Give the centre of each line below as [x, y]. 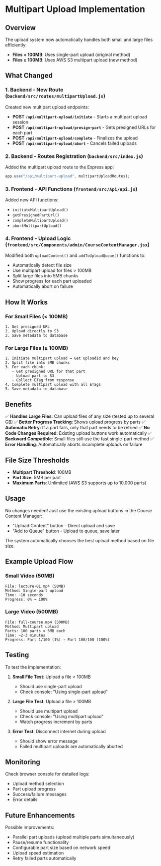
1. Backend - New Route [34, 90]
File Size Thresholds [37, 460]
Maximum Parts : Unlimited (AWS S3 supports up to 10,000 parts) [79, 483]
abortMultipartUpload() [37, 226]
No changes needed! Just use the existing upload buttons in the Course [79, 510]
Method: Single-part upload [34, 591]
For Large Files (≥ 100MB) [37, 348]
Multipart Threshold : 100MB [42, 472]
